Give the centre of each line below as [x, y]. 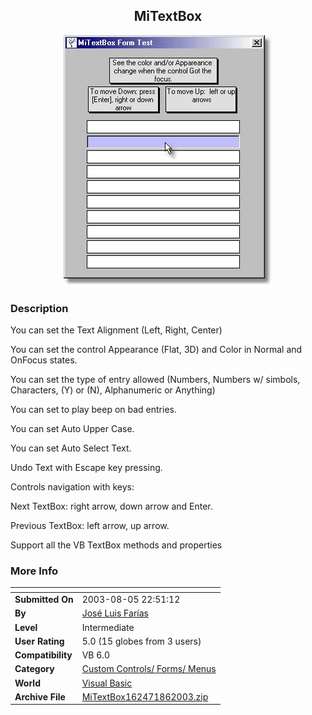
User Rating [39, 641]
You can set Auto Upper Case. [72, 429]
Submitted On [44, 600]
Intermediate [108, 627]
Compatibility [43, 655]
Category [34, 669]
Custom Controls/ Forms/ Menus [149, 669]
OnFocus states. [44, 360]
